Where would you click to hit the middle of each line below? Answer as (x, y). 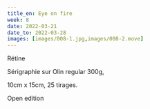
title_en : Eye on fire (40, 13)
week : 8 (18, 20)
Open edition (26, 98)
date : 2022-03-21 (32, 26)
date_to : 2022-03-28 (37, 33)
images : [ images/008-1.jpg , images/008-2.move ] (75, 39)
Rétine (16, 58)
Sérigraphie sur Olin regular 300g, (56, 72)
